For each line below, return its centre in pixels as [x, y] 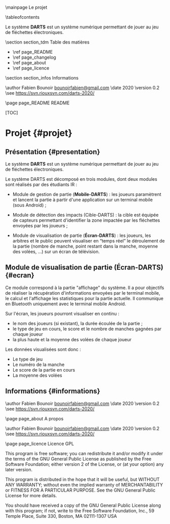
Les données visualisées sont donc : [43, 349]
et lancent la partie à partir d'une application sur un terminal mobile [82, 200]
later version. [19, 469]
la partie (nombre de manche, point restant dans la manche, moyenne [85, 246]
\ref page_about [29, 63]
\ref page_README [33, 52]
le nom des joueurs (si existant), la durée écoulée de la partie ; [77, 323]
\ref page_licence [31, 68]
